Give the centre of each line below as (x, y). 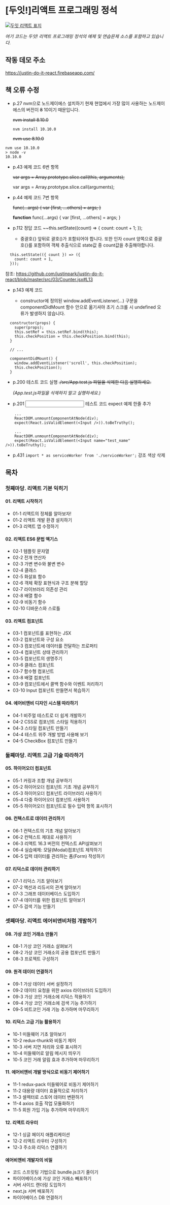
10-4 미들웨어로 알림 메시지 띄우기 (46, 1053)
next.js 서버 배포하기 (33, 1191)
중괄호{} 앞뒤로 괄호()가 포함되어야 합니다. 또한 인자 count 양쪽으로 (87, 238)
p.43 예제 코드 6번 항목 (36, 167)
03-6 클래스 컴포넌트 (33, 665)
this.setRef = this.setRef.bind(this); (57, 332)
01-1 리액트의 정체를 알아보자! (42, 514)
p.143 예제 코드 (28, 290)
